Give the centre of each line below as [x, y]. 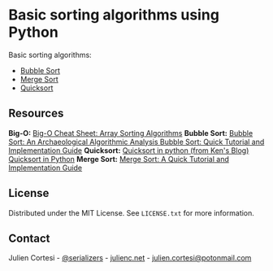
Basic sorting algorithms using [114, 15]
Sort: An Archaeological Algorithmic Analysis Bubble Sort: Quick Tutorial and [136, 142]
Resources [36, 114]
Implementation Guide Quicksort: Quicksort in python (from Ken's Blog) [129, 150]
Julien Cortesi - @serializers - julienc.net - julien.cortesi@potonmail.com [130, 258]
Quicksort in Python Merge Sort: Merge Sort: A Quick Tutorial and [119, 159]
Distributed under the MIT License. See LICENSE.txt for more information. [131, 212]
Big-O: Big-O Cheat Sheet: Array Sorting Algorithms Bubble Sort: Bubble [131, 133]
